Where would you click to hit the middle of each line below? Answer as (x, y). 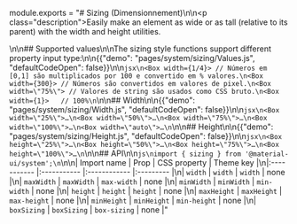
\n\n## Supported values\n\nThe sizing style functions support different (141, 49)
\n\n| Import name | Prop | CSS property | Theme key (157, 162)
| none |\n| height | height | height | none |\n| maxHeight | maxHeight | (156, 191)
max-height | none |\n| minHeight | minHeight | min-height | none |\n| (133, 200)
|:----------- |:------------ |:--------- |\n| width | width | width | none (161, 172)
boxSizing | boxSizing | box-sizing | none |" (89, 210)
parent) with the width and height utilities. (85, 31)
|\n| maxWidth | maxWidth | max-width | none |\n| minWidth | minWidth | (132, 182)
